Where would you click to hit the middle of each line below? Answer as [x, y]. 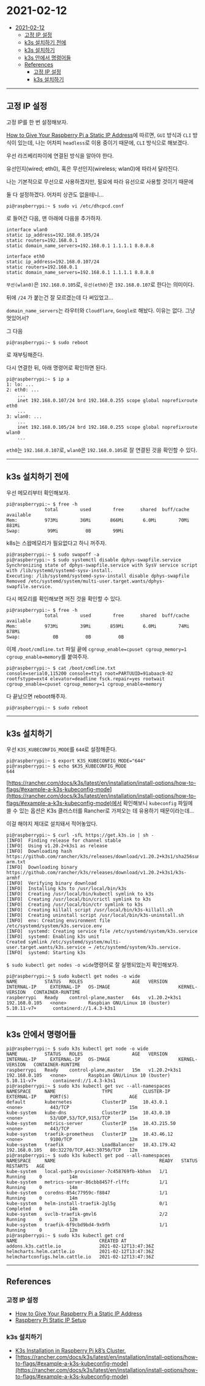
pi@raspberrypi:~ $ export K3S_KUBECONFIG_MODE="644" [76, 761]
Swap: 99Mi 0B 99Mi [65, 531]
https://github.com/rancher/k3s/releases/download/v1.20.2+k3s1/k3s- [97, 873]
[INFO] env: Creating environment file [59, 921]
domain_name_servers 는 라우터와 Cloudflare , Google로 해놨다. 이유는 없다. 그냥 [101, 310]
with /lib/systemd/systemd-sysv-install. [60, 570]
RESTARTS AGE [26, 1166]
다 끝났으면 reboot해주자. [37, 696]
